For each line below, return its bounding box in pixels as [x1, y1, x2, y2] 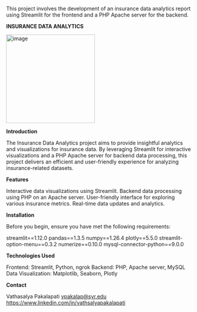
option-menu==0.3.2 [6, 241, 58, 247]
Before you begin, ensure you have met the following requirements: [6, 223, 171, 230]
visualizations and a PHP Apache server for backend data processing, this [6, 152, 188, 159]
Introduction [6, 128, 37, 135]
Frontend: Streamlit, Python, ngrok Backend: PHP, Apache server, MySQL [6, 263, 186, 271]
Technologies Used [6, 252, 55, 259]
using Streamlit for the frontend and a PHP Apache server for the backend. [6, 11, 189, 18]
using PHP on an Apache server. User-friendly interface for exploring [6, 194, 175, 201]
